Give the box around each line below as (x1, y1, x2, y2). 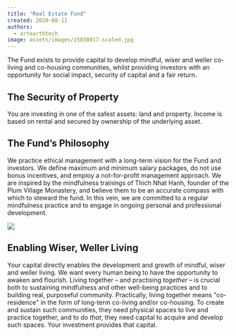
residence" (7, 298, 39, 306)
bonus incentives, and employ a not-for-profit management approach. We (7, 171, 222, 179)
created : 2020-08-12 (7, 17, 68, 24)
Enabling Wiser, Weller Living (7, 242, 139, 254)
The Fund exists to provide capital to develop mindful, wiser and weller (7, 56, 213, 64)
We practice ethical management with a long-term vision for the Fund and (7, 156, 222, 164)
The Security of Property (7, 91, 119, 103)
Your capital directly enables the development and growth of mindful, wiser (7, 261, 225, 269)
